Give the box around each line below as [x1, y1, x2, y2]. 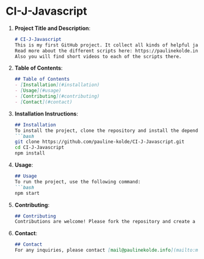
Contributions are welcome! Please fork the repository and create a [14, 219, 196, 225]
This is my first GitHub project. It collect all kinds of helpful [14, 42, 190, 48]
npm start [14, 190, 40, 196]
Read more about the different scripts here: [14, 48, 133, 54]
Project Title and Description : [14, 24, 91, 32]
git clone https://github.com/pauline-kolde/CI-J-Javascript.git [14, 139, 184, 145]
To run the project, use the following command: [14, 178, 141, 184]
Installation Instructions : [14, 110, 79, 117]
